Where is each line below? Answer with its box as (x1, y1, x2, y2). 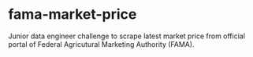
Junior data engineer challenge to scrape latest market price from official (8, 31, 246, 41)
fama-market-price (8, 5, 137, 23)
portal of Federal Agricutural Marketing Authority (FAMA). (8, 39, 195, 48)
